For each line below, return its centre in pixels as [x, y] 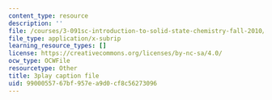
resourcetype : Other [43, 69]
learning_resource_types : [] [57, 46]
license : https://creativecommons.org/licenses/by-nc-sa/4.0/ [115, 53]
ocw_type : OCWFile [39, 61]
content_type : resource [49, 16]
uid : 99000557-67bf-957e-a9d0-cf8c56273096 [83, 83]
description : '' [36, 23]
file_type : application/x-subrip [65, 38]
